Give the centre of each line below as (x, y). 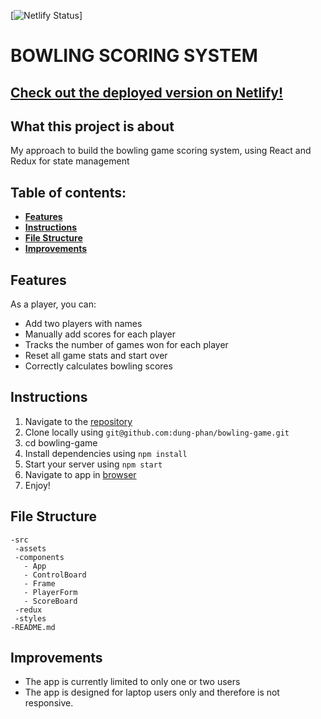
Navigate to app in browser (80, 474)
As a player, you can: (53, 304)
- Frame (39, 583)
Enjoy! (37, 485)
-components (39, 557)
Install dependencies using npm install (106, 453)
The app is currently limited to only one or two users (132, 682)
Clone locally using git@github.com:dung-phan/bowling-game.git (157, 432)
